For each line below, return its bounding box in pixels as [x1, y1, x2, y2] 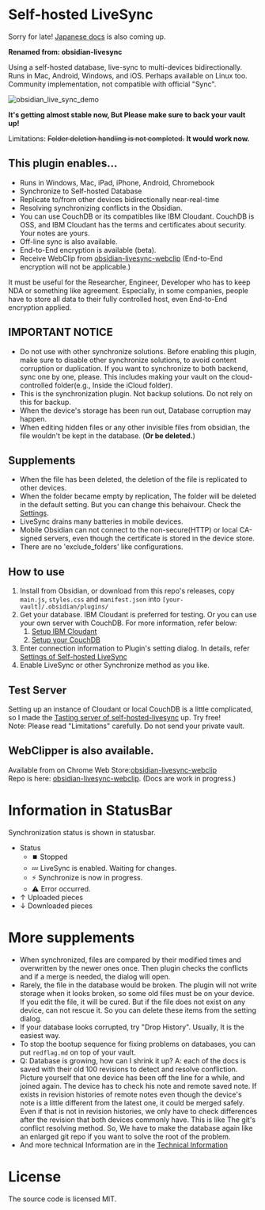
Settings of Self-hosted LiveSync [19, 652, 128, 662]
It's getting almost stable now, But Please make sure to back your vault [8, 109, 246, 120]
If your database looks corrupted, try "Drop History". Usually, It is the [19, 1022, 244, 1032]
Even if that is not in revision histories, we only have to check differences [19, 1106, 258, 1116]
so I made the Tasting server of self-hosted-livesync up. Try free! [8, 713, 221, 722]
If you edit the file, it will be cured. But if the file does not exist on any [19, 997, 246, 1006]
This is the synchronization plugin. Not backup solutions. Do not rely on [19, 388, 253, 398]
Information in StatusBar [8, 802, 172, 819]
